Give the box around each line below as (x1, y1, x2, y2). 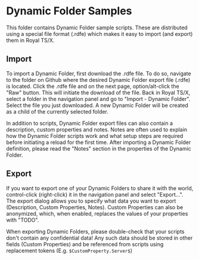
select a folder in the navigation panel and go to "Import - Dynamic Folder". (6, 95, 191, 102)
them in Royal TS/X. (6, 36, 55, 44)
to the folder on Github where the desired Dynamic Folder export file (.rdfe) (6, 76, 191, 83)
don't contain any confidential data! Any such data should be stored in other (6, 234, 193, 241)
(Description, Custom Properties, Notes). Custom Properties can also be (6, 203, 184, 210)
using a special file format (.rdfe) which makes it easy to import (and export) (6, 30, 193, 37)
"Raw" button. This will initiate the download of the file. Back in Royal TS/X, (6, 88, 191, 96)
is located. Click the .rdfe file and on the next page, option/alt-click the (6, 82, 180, 90)
